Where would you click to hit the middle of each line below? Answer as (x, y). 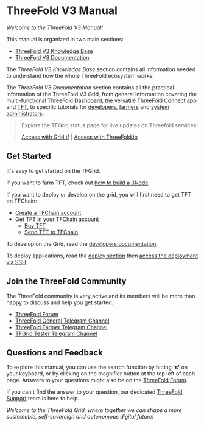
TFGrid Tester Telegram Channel (56, 333)
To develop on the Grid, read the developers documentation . (82, 243)
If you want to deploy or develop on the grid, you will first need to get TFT (99, 194)
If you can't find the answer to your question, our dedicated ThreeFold (94, 392)
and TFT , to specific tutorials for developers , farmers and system (88, 106)
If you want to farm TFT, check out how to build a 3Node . (78, 183)
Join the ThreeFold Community (66, 281)
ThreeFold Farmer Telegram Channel (61, 327)
